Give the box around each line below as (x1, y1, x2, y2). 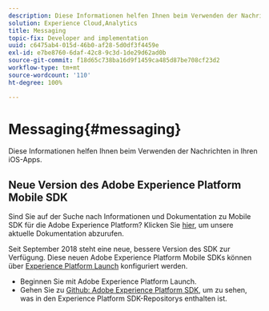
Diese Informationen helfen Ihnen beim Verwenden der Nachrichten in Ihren (8, 146, 258, 156)
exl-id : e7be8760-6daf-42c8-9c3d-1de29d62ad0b (8, 49, 167, 57)
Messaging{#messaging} (8, 120, 182, 138)
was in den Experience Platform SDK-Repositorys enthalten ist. (19, 293, 228, 304)
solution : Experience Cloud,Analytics (8, 19, 138, 27)
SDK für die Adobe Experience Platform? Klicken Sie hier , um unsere (8, 221, 234, 230)
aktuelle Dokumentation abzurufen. (8, 229, 124, 238)
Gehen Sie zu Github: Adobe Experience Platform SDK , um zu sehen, (19, 285, 247, 295)
